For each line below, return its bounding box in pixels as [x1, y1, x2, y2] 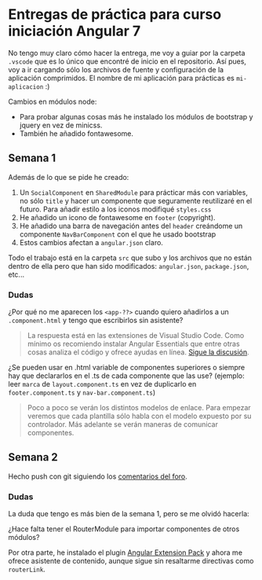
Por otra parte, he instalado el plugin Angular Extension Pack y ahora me [8, 548, 243, 557]
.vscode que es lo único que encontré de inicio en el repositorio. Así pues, [8, 57, 247, 66]
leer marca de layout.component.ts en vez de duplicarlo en [8, 380, 197, 389]
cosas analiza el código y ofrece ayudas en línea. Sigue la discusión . [27, 347, 249, 357]
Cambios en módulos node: [8, 97, 97, 106]
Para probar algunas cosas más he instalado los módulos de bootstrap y [19, 112, 253, 121]
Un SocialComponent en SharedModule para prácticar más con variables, [19, 187, 249, 197]
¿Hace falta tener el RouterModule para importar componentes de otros [8, 524, 240, 534]
